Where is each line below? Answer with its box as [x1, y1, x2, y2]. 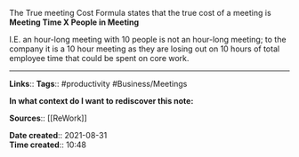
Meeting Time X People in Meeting [9, 17, 140, 27]
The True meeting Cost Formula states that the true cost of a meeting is [9, 8, 271, 18]
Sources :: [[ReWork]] [9, 113, 87, 123]
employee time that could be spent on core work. [9, 53, 190, 63]
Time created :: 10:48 [9, 139, 87, 150]
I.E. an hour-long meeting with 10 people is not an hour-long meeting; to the [9, 35, 287, 44]
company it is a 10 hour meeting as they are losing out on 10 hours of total [9, 43, 280, 54]
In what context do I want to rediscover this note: [9, 96, 194, 106]
